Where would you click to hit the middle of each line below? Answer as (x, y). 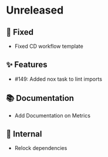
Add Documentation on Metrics (53, 115)
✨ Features (27, 65)
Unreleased (35, 10)
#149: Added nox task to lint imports (58, 79)
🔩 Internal (24, 134)
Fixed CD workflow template (49, 46)
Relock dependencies (41, 148)
